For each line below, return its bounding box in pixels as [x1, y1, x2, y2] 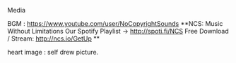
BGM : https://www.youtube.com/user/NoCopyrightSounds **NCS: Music [7, 20, 223, 27]
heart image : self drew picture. [7, 48, 99, 56]
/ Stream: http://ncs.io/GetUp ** [7, 34, 100, 43]
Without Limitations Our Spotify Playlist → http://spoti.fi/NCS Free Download [7, 27, 229, 35]
